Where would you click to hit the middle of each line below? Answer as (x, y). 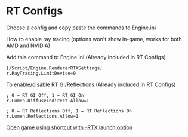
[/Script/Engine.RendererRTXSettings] (54, 68)
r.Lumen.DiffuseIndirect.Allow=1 (48, 101)
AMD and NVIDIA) (28, 45)
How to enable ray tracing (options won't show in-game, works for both (94, 39)
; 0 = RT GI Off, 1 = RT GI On (45, 95)
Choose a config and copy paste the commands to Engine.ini (81, 28)
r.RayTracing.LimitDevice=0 (41, 73)
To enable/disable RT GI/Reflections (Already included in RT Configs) (91, 84)
